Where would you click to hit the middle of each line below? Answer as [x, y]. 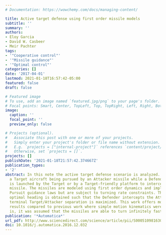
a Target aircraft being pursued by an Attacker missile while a [78, 179]
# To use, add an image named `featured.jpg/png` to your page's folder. [83, 101]
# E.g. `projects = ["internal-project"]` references [64, 147]
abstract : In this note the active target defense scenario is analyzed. [83, 174]
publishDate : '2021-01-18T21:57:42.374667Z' [52, 161]
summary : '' [17, 28]
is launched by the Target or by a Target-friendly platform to [77, 184]
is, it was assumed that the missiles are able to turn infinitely [81, 211]
